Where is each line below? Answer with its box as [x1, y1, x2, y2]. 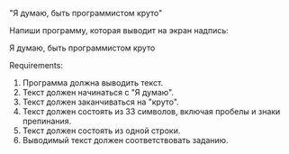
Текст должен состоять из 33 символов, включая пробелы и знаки [22, 106, 281, 116]
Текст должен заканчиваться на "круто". [22, 96, 180, 107]
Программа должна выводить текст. [22, 77, 164, 88]
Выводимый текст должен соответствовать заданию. [22, 135, 229, 145]
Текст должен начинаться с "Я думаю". [22, 87, 174, 97]
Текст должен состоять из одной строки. [22, 125, 181, 136]
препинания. [22, 116, 72, 126]
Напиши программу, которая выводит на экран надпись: [9, 25, 230, 35]
